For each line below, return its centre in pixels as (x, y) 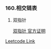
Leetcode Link (20, 41)
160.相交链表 (21, 8)
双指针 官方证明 (29, 31)
